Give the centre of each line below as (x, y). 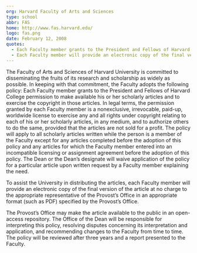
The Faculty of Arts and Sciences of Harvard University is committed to (92, 71)
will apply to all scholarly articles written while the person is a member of (94, 134)
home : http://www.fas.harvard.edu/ (50, 28)
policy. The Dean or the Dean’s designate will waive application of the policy (98, 159)
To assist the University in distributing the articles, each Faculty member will (98, 183)
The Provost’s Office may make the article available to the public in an (90, 213)
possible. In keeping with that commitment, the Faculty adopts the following (97, 84)
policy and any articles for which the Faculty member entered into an (89, 146)
